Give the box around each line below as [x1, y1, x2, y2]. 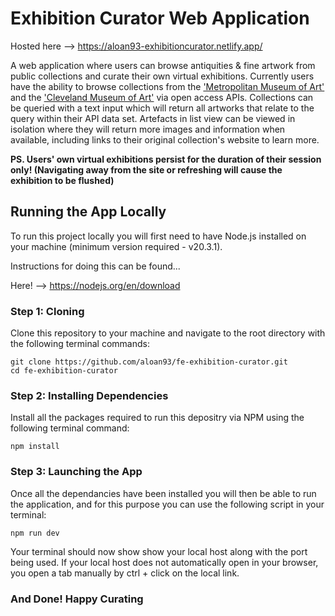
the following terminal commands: [10, 338, 150, 350]
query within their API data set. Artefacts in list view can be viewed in [10, 112, 296, 124]
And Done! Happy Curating [10, 592, 144, 606]
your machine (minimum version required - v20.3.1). [10, 240, 223, 252]
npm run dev [10, 528, 60, 538]
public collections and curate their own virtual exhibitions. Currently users [10, 70, 315, 82]
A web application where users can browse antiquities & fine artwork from [10, 59, 316, 71]
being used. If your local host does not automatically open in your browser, [10, 556, 319, 568]
